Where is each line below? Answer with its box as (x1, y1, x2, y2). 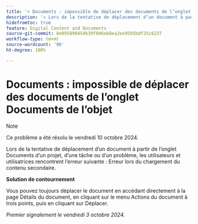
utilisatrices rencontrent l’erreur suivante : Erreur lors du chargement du (6, 158, 180, 165)
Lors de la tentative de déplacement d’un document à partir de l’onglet (6, 145, 177, 152)
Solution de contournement (6, 176, 75, 183)
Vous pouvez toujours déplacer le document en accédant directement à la (6, 187, 186, 194)
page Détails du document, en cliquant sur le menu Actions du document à (6, 193, 188, 200)
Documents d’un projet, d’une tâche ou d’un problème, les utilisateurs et (6, 151, 181, 158)
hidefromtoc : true (6, 20, 51, 25)
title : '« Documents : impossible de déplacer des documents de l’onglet (6, 8, 192, 15)
